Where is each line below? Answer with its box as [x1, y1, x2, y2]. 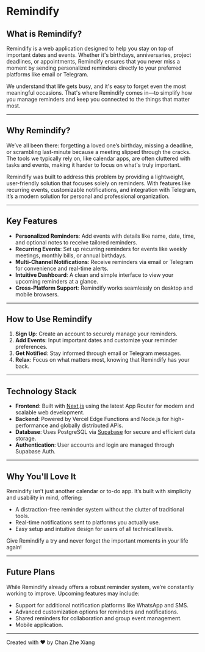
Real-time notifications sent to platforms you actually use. [15, 519, 160, 526]
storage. [15, 435, 37, 442]
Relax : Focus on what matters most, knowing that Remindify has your [15, 356, 190, 364]
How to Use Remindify [6, 314, 93, 324]
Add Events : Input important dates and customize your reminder [15, 337, 178, 344]
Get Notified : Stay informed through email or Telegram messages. [15, 350, 182, 357]
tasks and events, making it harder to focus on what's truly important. [6, 161, 181, 169]
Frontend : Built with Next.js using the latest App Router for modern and [15, 402, 195, 410]
